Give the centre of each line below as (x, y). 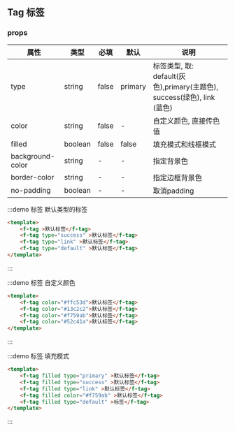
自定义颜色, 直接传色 (186, 121)
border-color (33, 177)
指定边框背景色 (178, 177)
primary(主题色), (191, 87)
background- (33, 156)
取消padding (173, 191)
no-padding (31, 190)
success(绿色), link (184, 97)
